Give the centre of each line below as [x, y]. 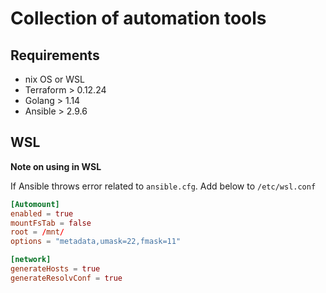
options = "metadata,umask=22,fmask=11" [96, 242]
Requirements [55, 55]
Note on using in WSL [56, 166]
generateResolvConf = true [66, 278]
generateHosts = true [55, 269]
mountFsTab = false [51, 223]
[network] [31, 260]
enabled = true [42, 213]
